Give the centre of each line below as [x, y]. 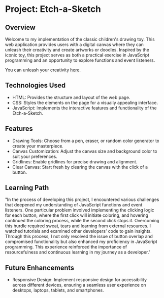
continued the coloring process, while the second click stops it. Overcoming [82, 221]
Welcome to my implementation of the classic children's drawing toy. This [80, 39]
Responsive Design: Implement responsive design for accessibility [79, 280]
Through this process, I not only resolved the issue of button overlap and [79, 237]
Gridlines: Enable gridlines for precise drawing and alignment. [75, 161]
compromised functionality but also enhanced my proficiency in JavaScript [81, 242]
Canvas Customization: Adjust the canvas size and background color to [85, 151]
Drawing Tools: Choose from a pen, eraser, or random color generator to [86, 141]
